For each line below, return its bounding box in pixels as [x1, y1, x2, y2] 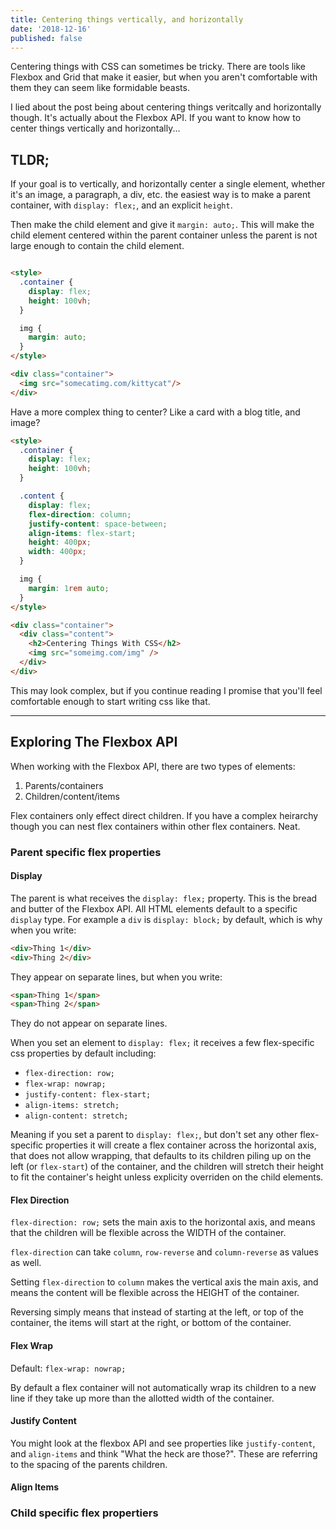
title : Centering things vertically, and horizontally [10, 14, 244, 25]
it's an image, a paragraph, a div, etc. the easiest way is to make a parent [10, 189, 311, 201]
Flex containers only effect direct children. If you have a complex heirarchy [10, 809, 319, 821]
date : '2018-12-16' [10, 24, 92, 34]
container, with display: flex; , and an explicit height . [10, 199, 233, 211]
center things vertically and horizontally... [10, 122, 181, 135]
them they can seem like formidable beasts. [10, 82, 190, 94]
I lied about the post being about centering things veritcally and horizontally [10, 101, 322, 113]
